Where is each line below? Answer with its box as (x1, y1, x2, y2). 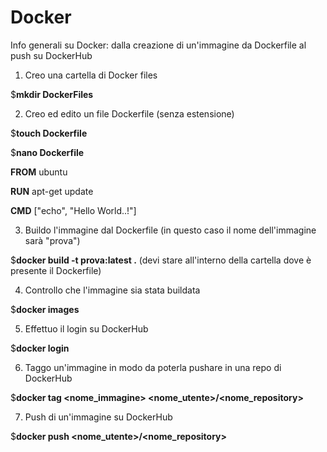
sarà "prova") (24, 234, 81, 246)
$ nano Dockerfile (10, 146, 85, 158)
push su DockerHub (10, 49, 93, 61)
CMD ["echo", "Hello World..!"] (10, 204, 137, 216)
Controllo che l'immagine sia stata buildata (24, 284, 201, 296)
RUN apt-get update (10, 185, 94, 197)
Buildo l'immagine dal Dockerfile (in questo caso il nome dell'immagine (24, 224, 317, 236)
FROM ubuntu (10, 166, 68, 178)
